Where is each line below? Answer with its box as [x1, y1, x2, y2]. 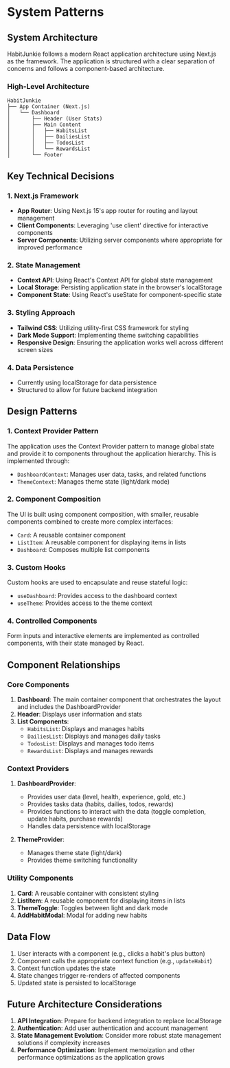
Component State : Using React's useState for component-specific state [16, 291, 222, 299]
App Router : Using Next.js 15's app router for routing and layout [16, 206, 198, 214]
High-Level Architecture [7, 81, 90, 91]
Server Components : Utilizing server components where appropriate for [16, 236, 223, 244]
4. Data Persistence [7, 362, 74, 372]
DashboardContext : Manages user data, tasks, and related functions [16, 470, 207, 478]
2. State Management [7, 260, 81, 269]
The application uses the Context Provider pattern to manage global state [7, 442, 215, 450]
